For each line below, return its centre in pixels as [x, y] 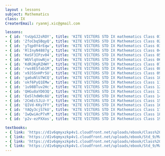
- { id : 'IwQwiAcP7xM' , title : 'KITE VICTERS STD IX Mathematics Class [80, 114]
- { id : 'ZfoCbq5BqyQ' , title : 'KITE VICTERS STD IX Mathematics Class [80, 41]
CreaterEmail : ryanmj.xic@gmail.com [42, 23]
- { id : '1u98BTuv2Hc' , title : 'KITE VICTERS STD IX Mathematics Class [80, 87]
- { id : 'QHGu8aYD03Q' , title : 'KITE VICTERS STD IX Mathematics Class [80, 91]
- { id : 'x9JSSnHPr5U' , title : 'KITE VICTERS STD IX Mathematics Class [80, 73]
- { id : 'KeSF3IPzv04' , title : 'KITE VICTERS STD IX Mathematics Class [80, 55]
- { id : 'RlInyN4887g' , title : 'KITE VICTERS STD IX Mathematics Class [80, 50]
